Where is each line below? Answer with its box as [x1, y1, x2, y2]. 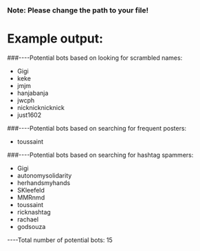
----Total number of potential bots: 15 [7, 236, 113, 244]
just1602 [16, 111, 42, 119]
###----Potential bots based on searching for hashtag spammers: [7, 151, 194, 159]
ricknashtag [16, 208, 52, 216]
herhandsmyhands [16, 178, 71, 187]
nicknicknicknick [16, 103, 65, 111]
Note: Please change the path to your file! [7, 6, 149, 15]
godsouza [16, 222, 46, 230]
